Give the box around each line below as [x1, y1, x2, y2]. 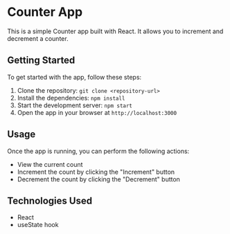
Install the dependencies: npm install [17, 93, 125, 102]
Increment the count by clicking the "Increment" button [17, 168, 175, 176]
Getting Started [7, 55, 76, 66]
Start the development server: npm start [17, 101, 133, 109]
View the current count [17, 160, 83, 168]
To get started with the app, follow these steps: [7, 73, 142, 81]
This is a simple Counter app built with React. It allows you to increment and [7, 27, 224, 35]
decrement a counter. [7, 34, 69, 42]
